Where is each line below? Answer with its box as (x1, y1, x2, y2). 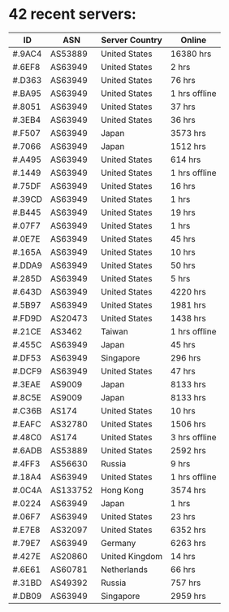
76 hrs (170, 74, 197, 85)
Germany (100, 537, 136, 549)
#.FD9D (12, 313, 42, 324)
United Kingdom (100, 550, 163, 562)
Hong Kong (100, 484, 145, 496)
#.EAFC (12, 418, 42, 430)
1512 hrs (170, 140, 206, 151)
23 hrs (170, 510, 197, 522)
